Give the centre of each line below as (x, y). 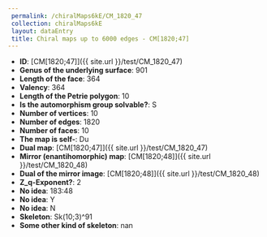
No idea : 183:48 (46, 191)
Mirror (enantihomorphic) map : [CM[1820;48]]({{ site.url (115, 157)
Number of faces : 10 (54, 131)
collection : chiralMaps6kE (57, 24)
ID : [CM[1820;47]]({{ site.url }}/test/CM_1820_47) (101, 62)
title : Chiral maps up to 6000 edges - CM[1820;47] (100, 39)
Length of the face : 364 (60, 79)
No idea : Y (37, 200)
